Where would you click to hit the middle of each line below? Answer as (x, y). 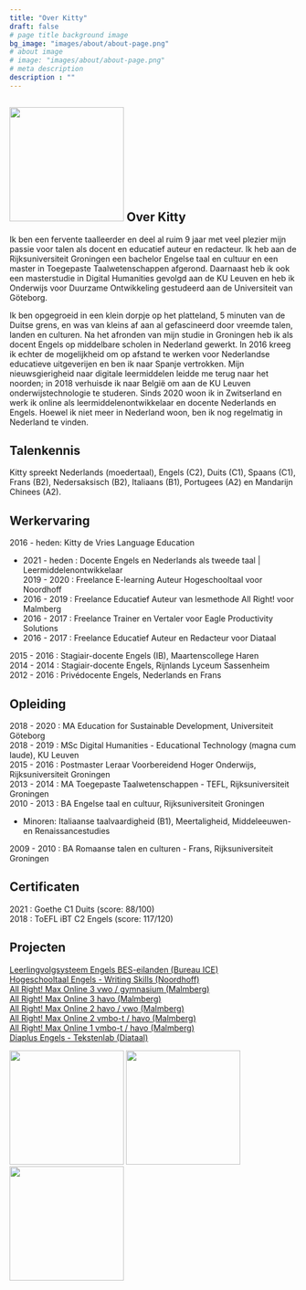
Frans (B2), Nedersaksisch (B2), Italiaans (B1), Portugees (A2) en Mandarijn (152, 482)
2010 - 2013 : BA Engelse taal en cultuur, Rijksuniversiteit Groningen (137, 804)
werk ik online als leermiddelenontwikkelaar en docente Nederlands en (143, 402)
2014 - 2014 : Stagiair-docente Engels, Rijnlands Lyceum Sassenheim (140, 666)
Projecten (38, 948)
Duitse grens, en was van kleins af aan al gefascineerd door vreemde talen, (151, 324)
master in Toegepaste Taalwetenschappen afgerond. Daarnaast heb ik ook (150, 268)
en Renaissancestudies (66, 831)
